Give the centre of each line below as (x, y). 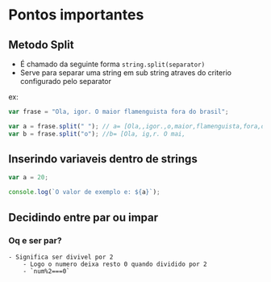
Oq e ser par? (35, 240)
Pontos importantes (76, 15)
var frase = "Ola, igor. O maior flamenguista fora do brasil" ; (119, 112)
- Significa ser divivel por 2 (61, 257)
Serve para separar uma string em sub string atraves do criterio (126, 73)
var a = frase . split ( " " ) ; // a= (65, 126)
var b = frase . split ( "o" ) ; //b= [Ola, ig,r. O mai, (97, 134)
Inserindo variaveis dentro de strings (103, 159)
